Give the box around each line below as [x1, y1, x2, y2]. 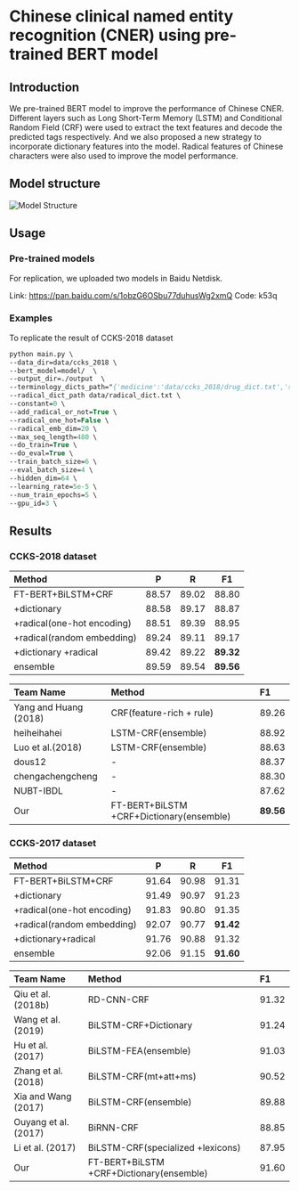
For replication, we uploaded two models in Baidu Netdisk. [9, 273, 223, 283]
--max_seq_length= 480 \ [9, 432, 98, 442]
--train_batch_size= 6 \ [9, 457, 98, 467]
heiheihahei [13, 727, 62, 739]
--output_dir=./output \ [9, 374, 105, 384]
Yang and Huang [13, 701, 84, 714]
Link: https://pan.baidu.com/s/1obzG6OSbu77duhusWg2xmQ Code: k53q [9, 290, 278, 300]
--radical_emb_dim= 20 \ [9, 424, 98, 433]
